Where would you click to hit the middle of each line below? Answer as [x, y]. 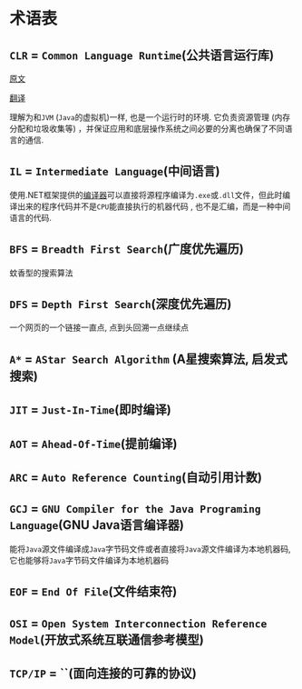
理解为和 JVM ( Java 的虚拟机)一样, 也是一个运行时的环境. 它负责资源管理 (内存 [150, 117]
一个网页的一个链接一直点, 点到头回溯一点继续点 [99, 327]
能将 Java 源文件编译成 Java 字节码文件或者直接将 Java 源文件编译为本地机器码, [150, 549]
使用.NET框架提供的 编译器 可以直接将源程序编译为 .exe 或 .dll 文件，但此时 [146, 195]
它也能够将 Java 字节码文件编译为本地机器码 [89, 560]
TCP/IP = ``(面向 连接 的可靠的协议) [103, 673]
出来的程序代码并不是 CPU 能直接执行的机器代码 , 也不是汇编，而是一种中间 [154, 206]
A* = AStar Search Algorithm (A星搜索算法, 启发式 [148, 359]
